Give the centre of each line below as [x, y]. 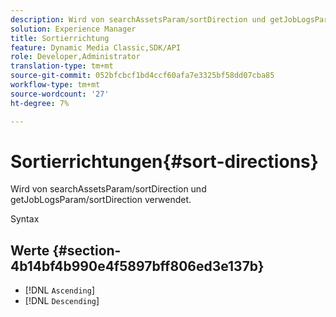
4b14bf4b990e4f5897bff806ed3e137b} [137, 266]
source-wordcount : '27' [60, 94]
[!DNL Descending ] [62, 301]
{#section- [87, 250]
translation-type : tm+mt [62, 66]
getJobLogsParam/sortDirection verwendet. [101, 200]
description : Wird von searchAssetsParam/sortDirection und [138, 19]
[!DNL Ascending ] [59, 290]
